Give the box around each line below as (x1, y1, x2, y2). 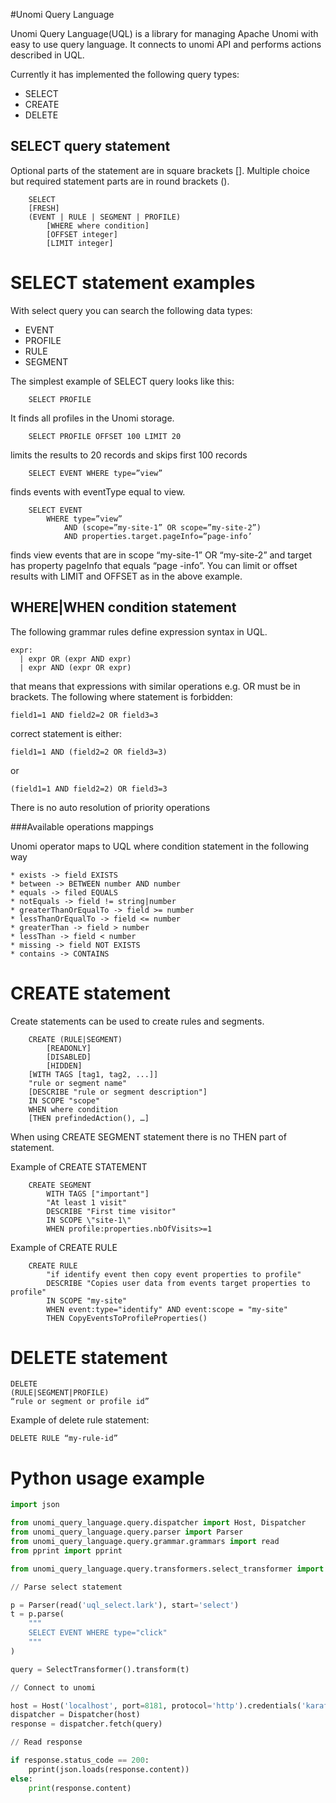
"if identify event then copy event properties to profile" (46, 1269, 302, 1279)
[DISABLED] (46, 1052, 92, 1062)
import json (10, 1500, 60, 1510)
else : (10, 1774, 33, 1784)
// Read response (10, 1737, 83, 1748)
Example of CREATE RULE (10, 1241, 118, 1253)
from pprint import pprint (10, 1545, 123, 1556)
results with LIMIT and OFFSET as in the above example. (10, 570, 243, 582)
